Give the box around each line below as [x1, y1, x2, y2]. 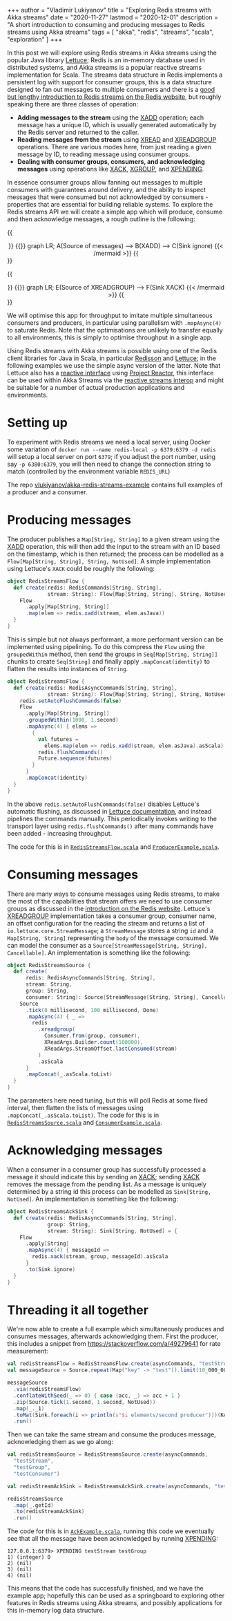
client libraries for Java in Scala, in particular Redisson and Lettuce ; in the [7, 354, 216, 362]
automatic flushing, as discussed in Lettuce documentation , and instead [7, 807, 212, 815]
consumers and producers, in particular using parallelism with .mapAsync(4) [7, 319, 222, 327]
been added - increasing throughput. [7, 829, 113, 837]
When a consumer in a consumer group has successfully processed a [7, 1165, 206, 1174]
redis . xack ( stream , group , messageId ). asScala [32, 1253, 168, 1260]
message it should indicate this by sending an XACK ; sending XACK [7, 1173, 200, 1181]
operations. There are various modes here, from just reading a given [17, 143, 212, 151]
